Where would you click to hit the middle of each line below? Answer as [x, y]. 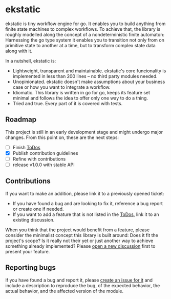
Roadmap [21, 120]
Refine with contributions [39, 159]
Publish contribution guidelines [45, 153]
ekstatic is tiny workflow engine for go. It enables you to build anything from [85, 24]
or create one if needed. [38, 209]
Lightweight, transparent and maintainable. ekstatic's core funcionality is [89, 71]
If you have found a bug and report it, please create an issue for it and [79, 280]
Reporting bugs [31, 268]
